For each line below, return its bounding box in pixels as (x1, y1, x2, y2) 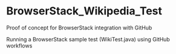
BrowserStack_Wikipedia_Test (6, 4, 162, 18)
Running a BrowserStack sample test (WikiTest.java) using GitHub (6, 35, 171, 43)
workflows (6, 42, 33, 49)
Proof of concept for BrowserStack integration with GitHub (6, 24, 152, 31)
